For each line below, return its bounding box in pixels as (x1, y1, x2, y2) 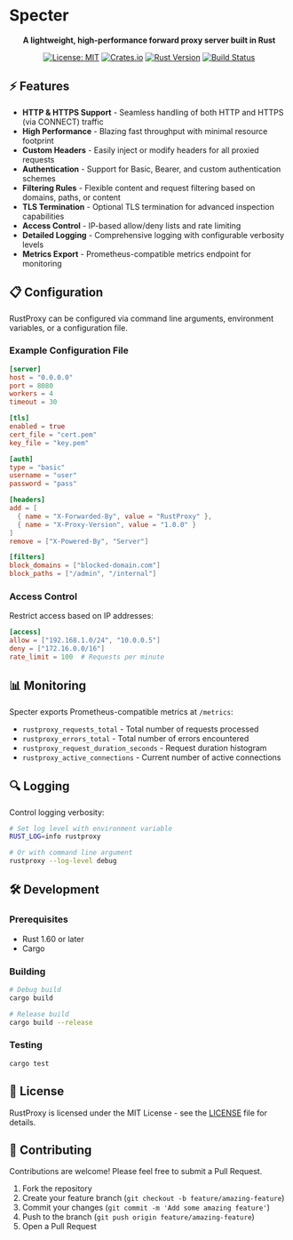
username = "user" (9, 471, 77, 480)
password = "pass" (9, 479, 77, 489)
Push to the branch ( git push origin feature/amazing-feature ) (21, 1212, 255, 1222)
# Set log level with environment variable (9, 824, 173, 833)
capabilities (21, 211, 65, 221)
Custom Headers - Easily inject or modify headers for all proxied (21, 144, 259, 156)
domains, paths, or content (21, 192, 122, 203)
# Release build (9, 1010, 69, 1019)
